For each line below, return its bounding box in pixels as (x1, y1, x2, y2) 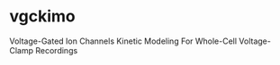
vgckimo (9, 6, 77, 27)
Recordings (35, 45, 78, 55)
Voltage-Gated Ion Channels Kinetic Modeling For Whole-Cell (9, 36, 237, 46)
